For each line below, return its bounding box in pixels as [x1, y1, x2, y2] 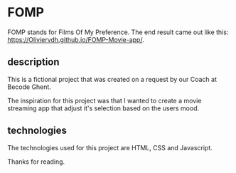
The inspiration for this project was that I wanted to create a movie [7, 96, 202, 105]
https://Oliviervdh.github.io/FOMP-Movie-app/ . [7, 35, 144, 43]
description [7, 56, 60, 68]
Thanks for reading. [7, 157, 65, 166]
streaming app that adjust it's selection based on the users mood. [7, 104, 200, 112]
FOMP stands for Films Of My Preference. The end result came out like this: [7, 28, 229, 36]
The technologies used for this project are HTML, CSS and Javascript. [7, 143, 213, 152]
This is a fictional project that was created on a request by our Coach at [7, 75, 217, 83]
